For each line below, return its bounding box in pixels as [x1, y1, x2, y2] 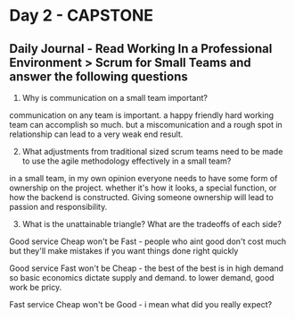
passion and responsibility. [9, 202, 108, 212]
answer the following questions [9, 69, 189, 84]
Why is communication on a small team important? [21, 93, 208, 103]
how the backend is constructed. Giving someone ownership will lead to [9, 192, 274, 202]
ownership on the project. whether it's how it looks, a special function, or [9, 182, 277, 193]
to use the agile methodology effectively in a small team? [21, 155, 232, 166]
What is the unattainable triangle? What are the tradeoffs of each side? [21, 219, 283, 229]
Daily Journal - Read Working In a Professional [9, 41, 273, 56]
